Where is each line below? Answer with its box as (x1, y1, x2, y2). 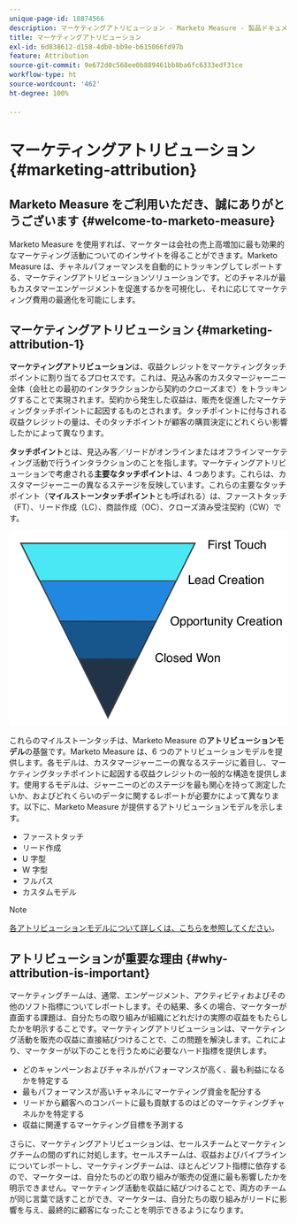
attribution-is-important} (9, 965, 150, 981)
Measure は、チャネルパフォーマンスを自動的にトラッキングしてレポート (9, 261, 276, 272)
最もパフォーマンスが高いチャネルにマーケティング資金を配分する (21, 1087, 263, 1097)
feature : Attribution (9, 51, 89, 61)
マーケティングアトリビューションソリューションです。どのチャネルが (24, 272, 278, 282)
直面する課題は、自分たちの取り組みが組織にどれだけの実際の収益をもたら (9, 1012, 280, 1023)
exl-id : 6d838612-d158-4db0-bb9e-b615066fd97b (9, 42, 184, 51)
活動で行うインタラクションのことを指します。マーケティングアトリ (32, 458, 279, 468)
